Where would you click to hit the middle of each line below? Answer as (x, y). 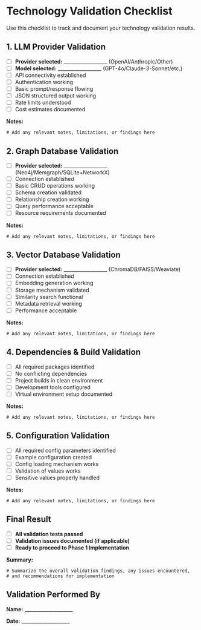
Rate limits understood (43, 103)
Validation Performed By (53, 595)
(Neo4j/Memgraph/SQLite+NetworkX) (62, 172)
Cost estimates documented (50, 110)
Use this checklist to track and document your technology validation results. (101, 28)
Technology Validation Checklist (89, 11)
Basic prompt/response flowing (54, 89)
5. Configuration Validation (58, 436)
